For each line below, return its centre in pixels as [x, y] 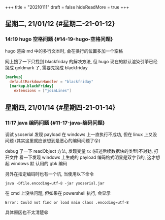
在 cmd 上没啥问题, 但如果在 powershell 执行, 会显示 [58, 193]
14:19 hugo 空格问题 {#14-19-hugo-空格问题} [59, 39]
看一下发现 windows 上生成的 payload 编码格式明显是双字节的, [82, 157]
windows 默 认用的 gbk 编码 [39, 163]
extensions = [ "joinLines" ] [43, 91]
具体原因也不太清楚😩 [27, 212]
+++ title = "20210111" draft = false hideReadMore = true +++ [67, 7]
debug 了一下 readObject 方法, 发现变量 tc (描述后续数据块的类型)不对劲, [79, 151]
